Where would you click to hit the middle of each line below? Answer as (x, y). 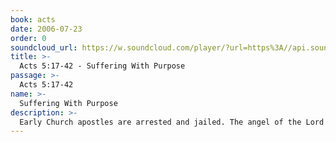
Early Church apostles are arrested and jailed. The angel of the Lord (172, 122)
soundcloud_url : (44, 47)
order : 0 (28, 38)
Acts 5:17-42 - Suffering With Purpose (102, 66)
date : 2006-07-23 (46, 29)
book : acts (33, 19)
